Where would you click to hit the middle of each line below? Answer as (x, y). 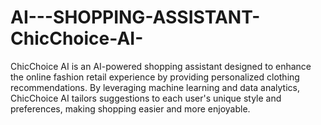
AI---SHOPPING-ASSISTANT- (135, 17)
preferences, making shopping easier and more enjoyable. (130, 108)
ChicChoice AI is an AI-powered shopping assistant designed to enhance (161, 66)
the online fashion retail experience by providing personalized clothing (155, 77)
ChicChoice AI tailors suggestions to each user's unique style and (146, 98)
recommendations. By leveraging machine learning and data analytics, (155, 87)
